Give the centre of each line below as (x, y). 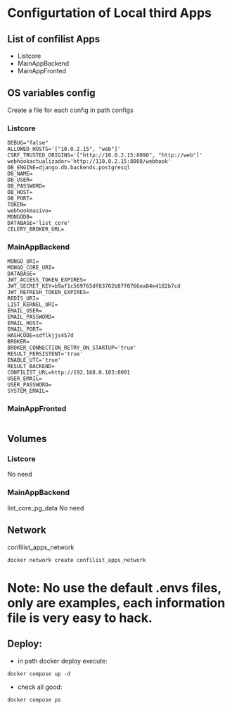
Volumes (27, 439)
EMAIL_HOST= (25, 323)
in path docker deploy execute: (62, 661)
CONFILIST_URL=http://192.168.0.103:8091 (69, 373)
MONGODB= (20, 217)
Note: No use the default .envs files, (114, 588)
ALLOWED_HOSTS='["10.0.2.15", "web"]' (64, 149)
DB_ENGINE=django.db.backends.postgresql (69, 168)
